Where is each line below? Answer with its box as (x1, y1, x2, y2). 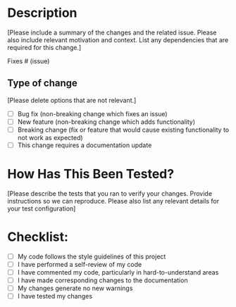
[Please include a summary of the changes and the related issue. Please (7, 28, 217, 37)
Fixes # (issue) (7, 56, 50, 65)
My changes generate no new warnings (17, 284, 133, 293)
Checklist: (7, 229, 69, 245)
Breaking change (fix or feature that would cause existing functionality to (17, 125, 230, 134)
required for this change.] (7, 43, 82, 51)
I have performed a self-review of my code (17, 260, 142, 268)
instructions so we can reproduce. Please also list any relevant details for (7, 196, 220, 205)
